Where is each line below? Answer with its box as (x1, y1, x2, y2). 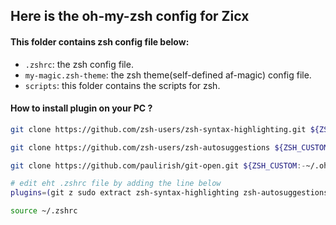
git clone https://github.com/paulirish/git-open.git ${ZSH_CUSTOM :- (10, 160, 307, 171)
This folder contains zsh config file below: (10, 35, 190, 48)
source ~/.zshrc (10, 206, 78, 216)
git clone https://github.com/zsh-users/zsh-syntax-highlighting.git (10, 124, 307, 134)
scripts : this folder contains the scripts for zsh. (24, 79, 221, 91)
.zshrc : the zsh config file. (24, 58, 134, 70)
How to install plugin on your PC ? (10, 102, 153, 114)
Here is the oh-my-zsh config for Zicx (10, 8, 250, 25)
